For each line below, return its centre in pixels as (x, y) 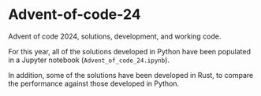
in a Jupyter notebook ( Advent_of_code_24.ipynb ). (89, 60)
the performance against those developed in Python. (94, 83)
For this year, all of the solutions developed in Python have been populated (129, 51)
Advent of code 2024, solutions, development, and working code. (115, 36)
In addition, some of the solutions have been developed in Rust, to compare (131, 75)
